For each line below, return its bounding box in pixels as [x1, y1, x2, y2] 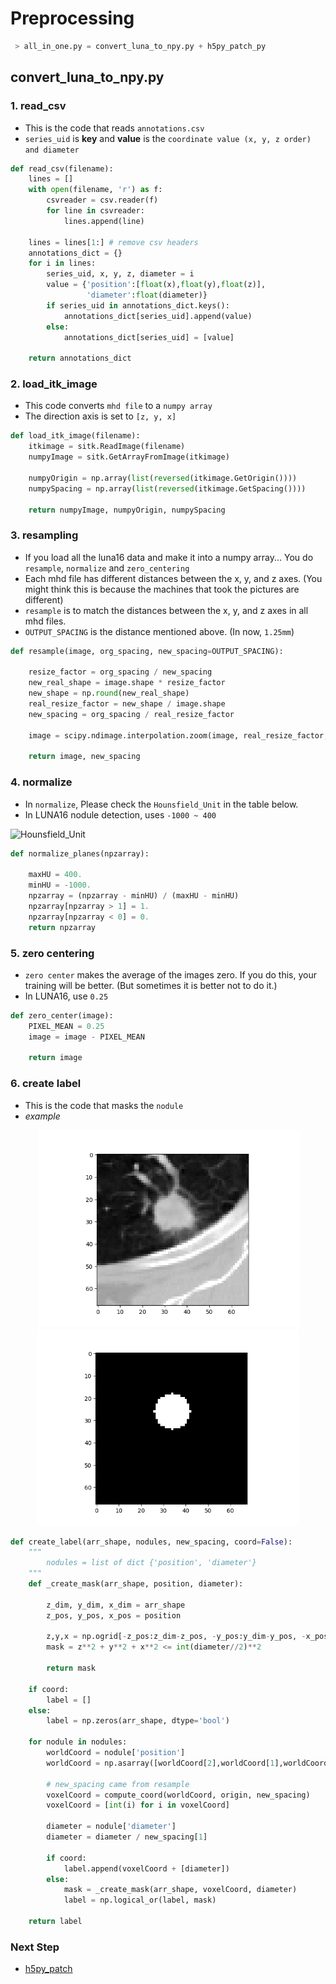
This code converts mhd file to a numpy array [24, 400, 213, 412]
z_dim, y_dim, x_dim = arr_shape [46, 1600, 186, 1610]
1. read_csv [10, 99, 67, 113]
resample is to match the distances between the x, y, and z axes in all [24, 604, 309, 616]
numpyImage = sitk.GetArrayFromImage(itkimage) [28, 452, 230, 462]
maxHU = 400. [28, 870, 83, 880]
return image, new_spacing [28, 752, 141, 762]
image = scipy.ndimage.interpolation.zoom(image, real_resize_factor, [28, 730, 329, 741]
